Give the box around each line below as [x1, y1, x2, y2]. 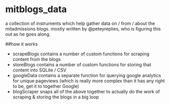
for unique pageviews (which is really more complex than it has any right [12, 78, 165, 84]
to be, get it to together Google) [12, 83, 79, 89]
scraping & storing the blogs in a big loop [12, 94, 99, 100]
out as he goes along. [5, 31, 51, 37]
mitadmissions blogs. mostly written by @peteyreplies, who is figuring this [5, 25, 161, 31]
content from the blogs [12, 56, 61, 62]
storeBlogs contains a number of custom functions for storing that [12, 61, 152, 67]
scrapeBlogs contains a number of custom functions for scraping [12, 51, 150, 57]
